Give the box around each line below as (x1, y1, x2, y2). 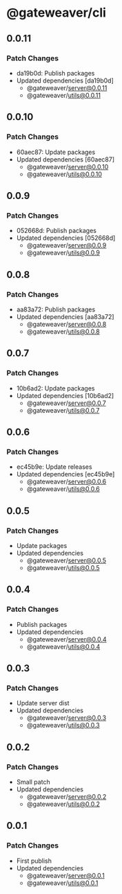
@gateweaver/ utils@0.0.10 (26, 170, 103, 178)
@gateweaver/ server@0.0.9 (26, 241, 107, 250)
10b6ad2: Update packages (16, 384, 95, 393)
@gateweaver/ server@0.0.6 (26, 477, 107, 486)
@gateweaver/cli (6, 5, 106, 21)
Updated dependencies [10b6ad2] (16, 391, 114, 399)
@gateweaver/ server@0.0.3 (26, 714, 107, 722)
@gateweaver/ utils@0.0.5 (26, 564, 101, 571)
